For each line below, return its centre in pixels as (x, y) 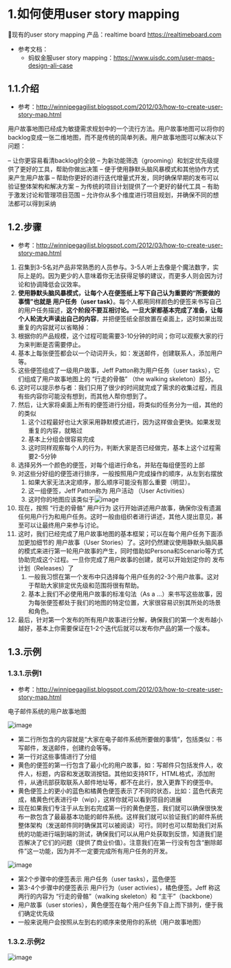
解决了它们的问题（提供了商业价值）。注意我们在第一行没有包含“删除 (120, 843)
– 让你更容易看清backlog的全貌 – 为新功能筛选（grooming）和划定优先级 (111, 160)
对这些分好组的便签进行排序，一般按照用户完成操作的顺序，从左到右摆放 (120, 473)
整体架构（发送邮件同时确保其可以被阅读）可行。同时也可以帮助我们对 (117, 826)
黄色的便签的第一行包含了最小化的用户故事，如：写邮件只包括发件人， (117, 765)
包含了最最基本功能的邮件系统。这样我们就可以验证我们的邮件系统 (129, 817)
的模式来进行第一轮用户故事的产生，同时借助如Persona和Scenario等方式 (120, 550)
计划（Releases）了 (46, 568)
